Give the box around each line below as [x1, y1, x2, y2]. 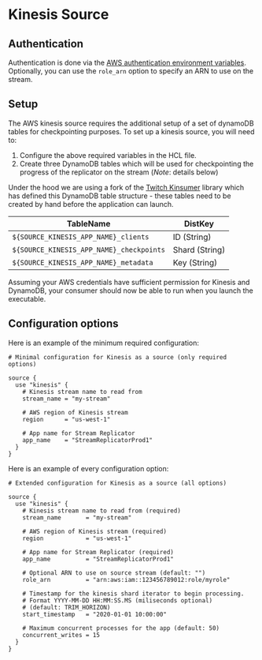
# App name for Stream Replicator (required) [22, 548, 175, 556]
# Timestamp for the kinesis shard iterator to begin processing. [22, 590, 245, 598]
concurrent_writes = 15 [22, 631, 101, 639]
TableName [66, 218, 111, 229]
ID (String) [172, 231, 212, 242]
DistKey [183, 218, 215, 229]
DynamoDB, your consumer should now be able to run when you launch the [8, 286, 253, 295]
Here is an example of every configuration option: [8, 463, 169, 473]
